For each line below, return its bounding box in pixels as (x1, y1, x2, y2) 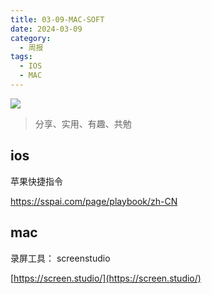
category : (10, 33, 52, 43)
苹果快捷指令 (10, 175, 63, 187)
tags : (10, 52, 33, 62)
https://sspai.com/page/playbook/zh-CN (10, 195, 178, 207)
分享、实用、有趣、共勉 (34, 117, 132, 130)
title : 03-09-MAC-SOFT (10, 14, 105, 25)
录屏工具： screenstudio (10, 252, 111, 264)
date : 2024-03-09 (10, 24, 83, 34)
